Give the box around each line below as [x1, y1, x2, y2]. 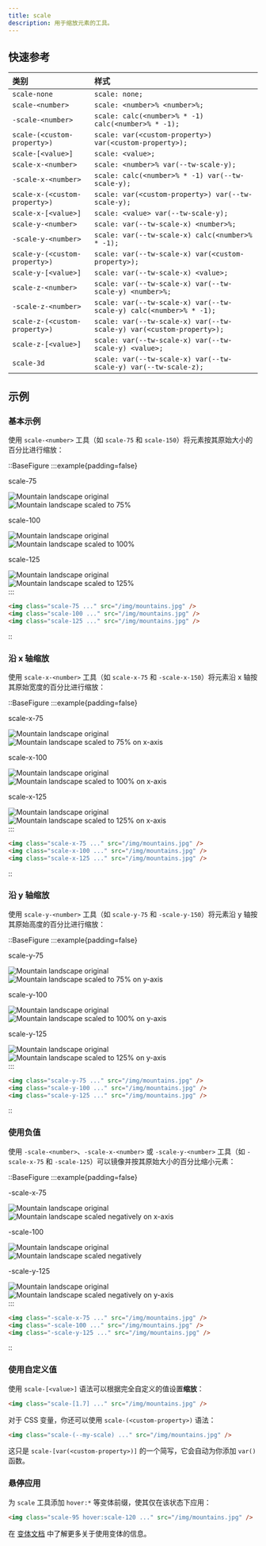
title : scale [8, 11, 51, 20]
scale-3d [12, 359, 45, 368]
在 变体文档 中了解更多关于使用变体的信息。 [8, 1529, 151, 1538]
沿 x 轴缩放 [8, 653, 50, 664]
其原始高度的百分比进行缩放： [8, 919, 105, 929]
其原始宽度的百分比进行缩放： [8, 682, 105, 692]
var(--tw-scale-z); [130, 363, 204, 372]
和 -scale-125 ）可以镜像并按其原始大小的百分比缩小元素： [45, 1156, 236, 1166]
